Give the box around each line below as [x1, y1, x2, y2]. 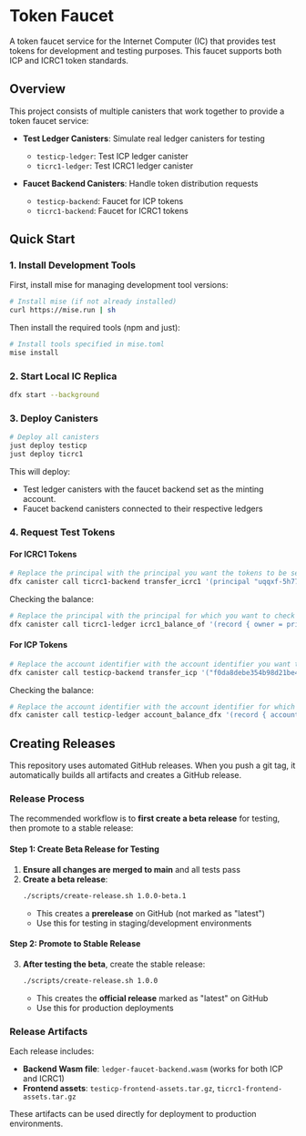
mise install [9, 348, 59, 358]
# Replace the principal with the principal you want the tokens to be [9, 568, 287, 578]
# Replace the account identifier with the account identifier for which [9, 702, 296, 711]
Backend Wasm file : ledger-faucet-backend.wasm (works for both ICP [22, 1063, 284, 1074]
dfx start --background [9, 391, 100, 400]
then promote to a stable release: [9, 823, 134, 834]
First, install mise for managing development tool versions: [9, 280, 229, 291]
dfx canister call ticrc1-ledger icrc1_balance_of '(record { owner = [9, 619, 283, 629]
